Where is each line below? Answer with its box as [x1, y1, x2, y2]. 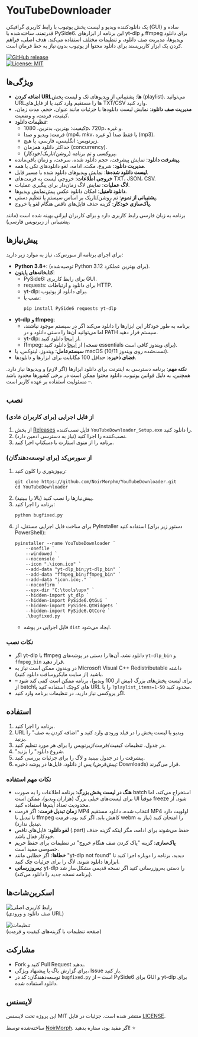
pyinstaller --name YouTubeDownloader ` [14, 540, 116, 546]
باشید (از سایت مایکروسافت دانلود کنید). [14, 670, 103, 677]
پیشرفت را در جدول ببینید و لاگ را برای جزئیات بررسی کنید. [14, 754, 145, 761]
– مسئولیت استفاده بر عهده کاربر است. [6, 378, 93, 385]
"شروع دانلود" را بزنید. [14, 747, 65, 754]
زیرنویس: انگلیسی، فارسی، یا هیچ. [23, 137, 99, 144]
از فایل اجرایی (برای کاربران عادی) [6, 413, 94, 421]
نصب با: [23, 294, 41, 301]
